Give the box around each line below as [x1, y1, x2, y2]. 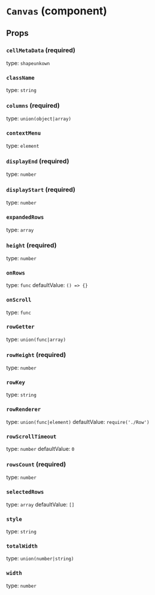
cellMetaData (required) [6, 46, 76, 54]
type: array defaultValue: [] [6, 501, 75, 508]
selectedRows [6, 489, 44, 496]
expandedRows [6, 214, 44, 221]
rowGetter [6, 324, 35, 330]
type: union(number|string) [6, 555, 74, 562]
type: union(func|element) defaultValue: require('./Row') [6, 418, 150, 425]
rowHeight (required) [6, 350, 66, 359]
